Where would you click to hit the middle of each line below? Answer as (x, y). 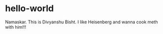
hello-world (30, 8)
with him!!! (16, 27)
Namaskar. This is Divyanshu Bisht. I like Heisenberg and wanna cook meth (81, 22)
